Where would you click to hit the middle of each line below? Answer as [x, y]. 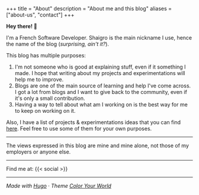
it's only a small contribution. [50, 98]
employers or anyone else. [38, 152]
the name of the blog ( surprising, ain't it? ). [58, 44]
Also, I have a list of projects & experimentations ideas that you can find [94, 122]
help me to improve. [39, 79]
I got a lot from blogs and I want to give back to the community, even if [101, 92]
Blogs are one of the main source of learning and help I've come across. [103, 86]
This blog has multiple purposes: [46, 55]
